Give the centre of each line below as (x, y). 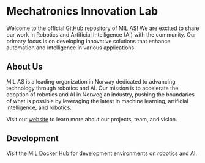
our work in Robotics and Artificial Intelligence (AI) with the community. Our (101, 34)
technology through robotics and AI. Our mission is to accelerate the (92, 88)
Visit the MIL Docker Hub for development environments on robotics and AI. (102, 153)
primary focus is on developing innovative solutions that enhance (88, 41)
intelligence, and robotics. (39, 107)
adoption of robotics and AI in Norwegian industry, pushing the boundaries (100, 94)
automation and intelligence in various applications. (71, 48)
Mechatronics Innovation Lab (82, 11)
